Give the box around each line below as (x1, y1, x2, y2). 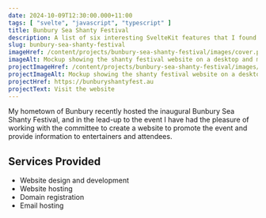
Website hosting (19, 184, 73, 194)
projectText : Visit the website (8, 85, 115, 93)
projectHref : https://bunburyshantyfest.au (8, 77, 154, 85)
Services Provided (8, 155, 101, 168)
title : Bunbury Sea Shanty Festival (8, 26, 129, 34)
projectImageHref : (8, 63, 69, 71)
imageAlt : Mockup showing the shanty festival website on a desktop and (8, 56, 253, 64)
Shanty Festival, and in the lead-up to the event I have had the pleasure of (8, 115, 249, 125)
